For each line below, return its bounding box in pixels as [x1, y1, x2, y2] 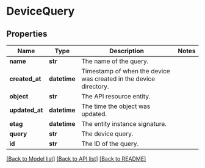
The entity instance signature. [81, 120, 167, 128]
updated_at [9, 106, 43, 114]
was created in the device [81, 75, 156, 83]
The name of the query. [81, 57, 149, 65]
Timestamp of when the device [81, 67, 171, 75]
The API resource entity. [81, 92, 151, 100]
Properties [6, 29, 48, 39]
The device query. [81, 130, 134, 138]
